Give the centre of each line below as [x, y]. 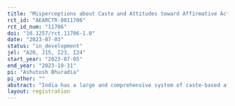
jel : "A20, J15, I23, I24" [47, 53]
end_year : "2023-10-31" [42, 66]
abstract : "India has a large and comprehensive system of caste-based [114, 85]
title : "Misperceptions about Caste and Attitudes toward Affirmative [112, 14]
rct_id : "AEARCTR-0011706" [47, 20]
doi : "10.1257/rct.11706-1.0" [51, 33]
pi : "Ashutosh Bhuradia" [43, 72]
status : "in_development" [45, 46]
